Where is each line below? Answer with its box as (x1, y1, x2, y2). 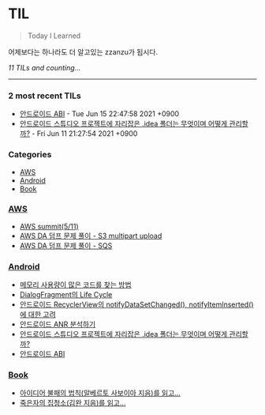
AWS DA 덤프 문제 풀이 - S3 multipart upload (19, 231, 162, 240)
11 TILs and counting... (8, 62, 81, 72)
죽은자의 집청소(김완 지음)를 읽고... (19, 398, 126, 408)
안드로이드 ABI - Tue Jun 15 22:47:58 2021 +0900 (19, 109, 180, 119)
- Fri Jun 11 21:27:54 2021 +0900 (31, 129, 138, 138)
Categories (8, 149, 52, 160)
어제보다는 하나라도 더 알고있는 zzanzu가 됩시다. (8, 47, 159, 56)
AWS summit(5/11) (19, 221, 79, 231)
